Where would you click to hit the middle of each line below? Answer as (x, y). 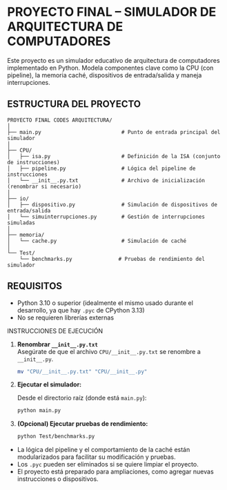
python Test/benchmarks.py (56, 437)
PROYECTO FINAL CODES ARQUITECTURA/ (60, 120)
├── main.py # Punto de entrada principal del (114, 132)
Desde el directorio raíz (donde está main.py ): (82, 398)
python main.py (39, 411)
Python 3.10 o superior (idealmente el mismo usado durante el (105, 303)
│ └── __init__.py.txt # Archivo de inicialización (106, 180)
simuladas (21, 223)
